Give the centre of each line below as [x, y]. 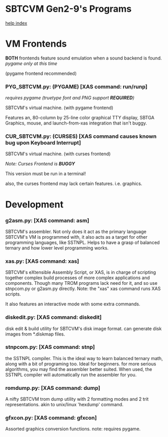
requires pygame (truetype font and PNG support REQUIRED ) [70, 98]
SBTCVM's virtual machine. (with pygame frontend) [59, 108]
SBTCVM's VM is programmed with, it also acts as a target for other [76, 237]
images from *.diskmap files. [35, 334]
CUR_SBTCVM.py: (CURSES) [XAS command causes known [81, 136]
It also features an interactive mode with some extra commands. [73, 304]
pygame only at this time [31, 63]
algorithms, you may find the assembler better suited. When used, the [79, 369]
